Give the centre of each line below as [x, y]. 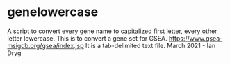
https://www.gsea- [196, 38]
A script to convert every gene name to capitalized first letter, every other [112, 31]
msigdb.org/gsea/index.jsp [46, 45]
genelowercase [53, 12]
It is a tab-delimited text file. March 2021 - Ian [151, 45]
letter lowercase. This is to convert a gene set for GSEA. [88, 38]
